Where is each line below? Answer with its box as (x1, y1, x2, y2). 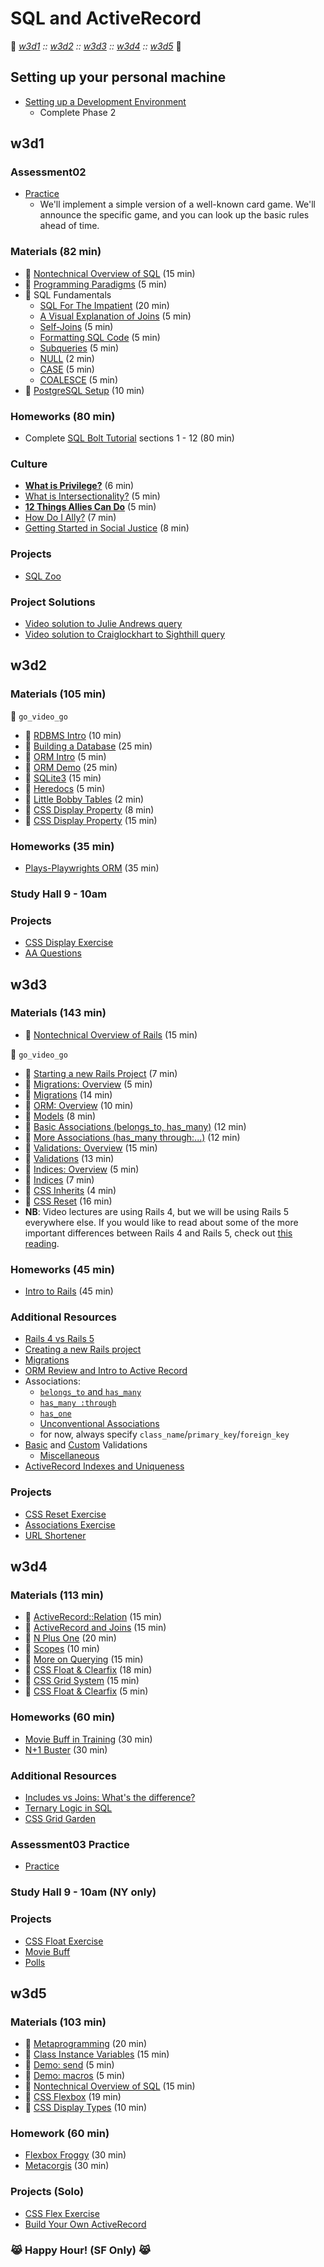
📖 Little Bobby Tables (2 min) (24, 793, 145, 805)
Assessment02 (10, 165, 87, 179)
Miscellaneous (39, 1450, 100, 1462)
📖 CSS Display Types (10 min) (24, 2102, 148, 2114)
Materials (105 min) (10, 687, 107, 701)
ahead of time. (39, 220, 100, 232)
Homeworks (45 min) (10, 1262, 115, 1276)
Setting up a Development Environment (24, 95, 187, 107)
